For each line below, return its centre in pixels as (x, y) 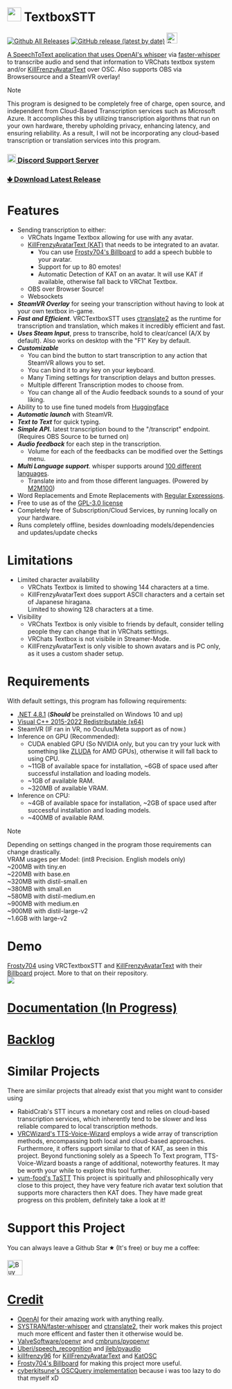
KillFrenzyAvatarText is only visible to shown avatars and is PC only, (124, 646)
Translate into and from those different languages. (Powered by (118, 481)
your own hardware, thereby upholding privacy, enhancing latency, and (109, 126)
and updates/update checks (57, 532)
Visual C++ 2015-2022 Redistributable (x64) (80, 722)
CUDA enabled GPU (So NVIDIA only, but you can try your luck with (124, 744)
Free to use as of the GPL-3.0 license (70, 503)
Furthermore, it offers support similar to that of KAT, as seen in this (112, 1148)
